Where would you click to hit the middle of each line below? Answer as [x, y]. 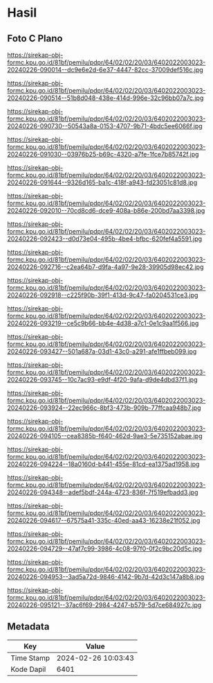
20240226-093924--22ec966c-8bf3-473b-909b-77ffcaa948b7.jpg [104, 408]
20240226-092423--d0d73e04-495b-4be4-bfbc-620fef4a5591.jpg [105, 239]
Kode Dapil [28, 669]
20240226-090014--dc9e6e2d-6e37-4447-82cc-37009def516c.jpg [105, 70]
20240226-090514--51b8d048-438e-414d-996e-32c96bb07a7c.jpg [105, 98]
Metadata [28, 626]
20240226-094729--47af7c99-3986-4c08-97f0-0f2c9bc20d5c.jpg [105, 548]
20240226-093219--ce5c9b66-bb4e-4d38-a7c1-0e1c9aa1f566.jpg [103, 323]
